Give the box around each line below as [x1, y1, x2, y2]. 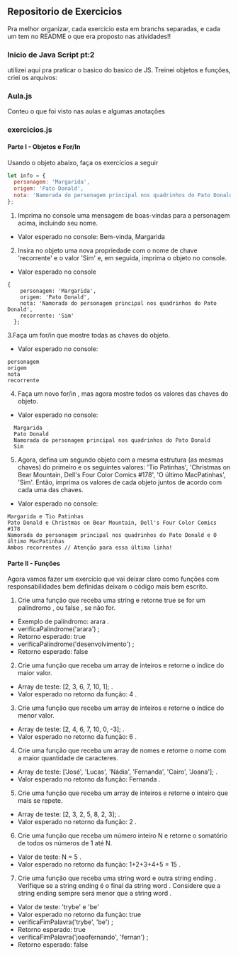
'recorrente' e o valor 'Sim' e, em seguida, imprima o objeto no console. [17, 253, 227, 262]
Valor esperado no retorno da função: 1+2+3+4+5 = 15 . [17, 860, 181, 869]
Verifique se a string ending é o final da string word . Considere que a [17, 882, 221, 890]
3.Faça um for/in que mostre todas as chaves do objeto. [7, 330, 170, 339]
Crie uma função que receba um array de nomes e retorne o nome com [17, 746, 227, 755]
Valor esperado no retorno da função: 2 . [17, 818, 137, 826]
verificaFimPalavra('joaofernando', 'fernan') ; [17, 933, 149, 942]
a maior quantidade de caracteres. [17, 754, 118, 762]
